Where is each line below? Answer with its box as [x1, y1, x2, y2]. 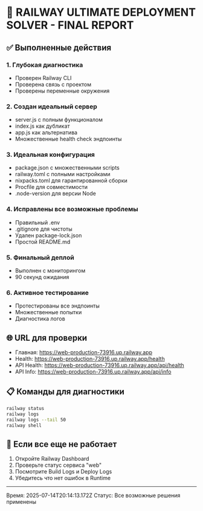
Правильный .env [14, 219, 60, 226]
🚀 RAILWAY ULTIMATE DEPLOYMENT [6, 5, 196, 19]
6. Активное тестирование [6, 288, 89, 297]
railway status [6, 405, 45, 411]
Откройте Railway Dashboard [14, 455, 89, 463]
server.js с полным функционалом [14, 116, 103, 124]
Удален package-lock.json [14, 231, 82, 239]
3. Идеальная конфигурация [6, 151, 95, 159]
